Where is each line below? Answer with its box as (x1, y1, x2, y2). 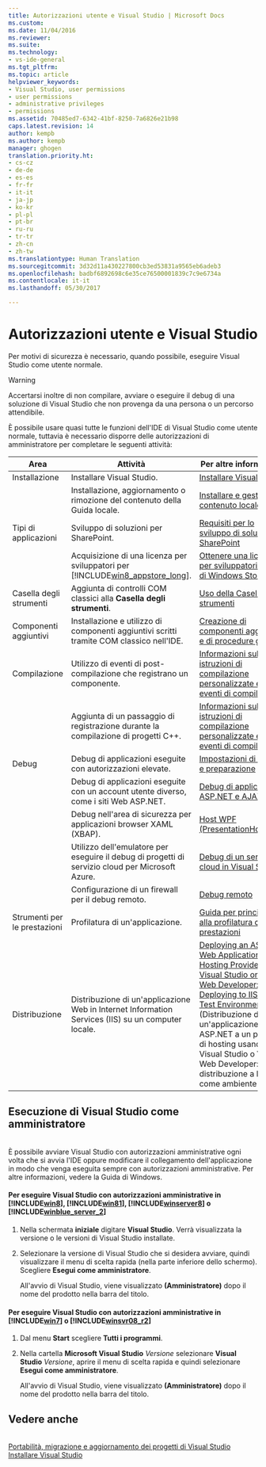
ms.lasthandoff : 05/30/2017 (8, 285, 101, 292)
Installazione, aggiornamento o (70, 484, 186, 495)
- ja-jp (8, 196, 34, 204)
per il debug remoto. (70, 893, 146, 904)
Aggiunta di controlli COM (70, 583, 168, 594)
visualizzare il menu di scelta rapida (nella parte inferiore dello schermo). (19, 1257, 257, 1266)
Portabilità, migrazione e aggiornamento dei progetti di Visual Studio (8, 1442, 231, 1451)
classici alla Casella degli (70, 592, 166, 603)
